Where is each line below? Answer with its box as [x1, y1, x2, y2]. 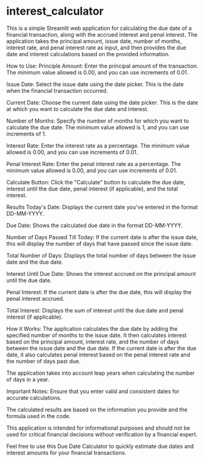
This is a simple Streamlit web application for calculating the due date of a [6, 24, 192, 32]
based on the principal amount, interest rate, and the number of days [6, 337, 180, 345]
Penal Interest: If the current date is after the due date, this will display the [6, 288, 192, 295]
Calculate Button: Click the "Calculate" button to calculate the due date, [6, 178, 186, 186]
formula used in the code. [6, 412, 71, 419]
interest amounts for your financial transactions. [6, 449, 127, 456]
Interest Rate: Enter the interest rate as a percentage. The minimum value [6, 142, 190, 149]
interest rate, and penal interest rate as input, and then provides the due [6, 44, 187, 51]
